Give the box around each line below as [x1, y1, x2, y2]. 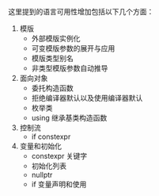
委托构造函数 [31, 83, 74, 93]
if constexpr [31, 132, 71, 141]
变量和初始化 [19, 141, 62, 151]
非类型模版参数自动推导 [31, 63, 108, 73]
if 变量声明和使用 [31, 179, 87, 189]
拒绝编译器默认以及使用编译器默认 [31, 94, 143, 102]
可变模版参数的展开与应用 [31, 44, 115, 53]
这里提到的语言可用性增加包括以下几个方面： [8, 7, 154, 16]
